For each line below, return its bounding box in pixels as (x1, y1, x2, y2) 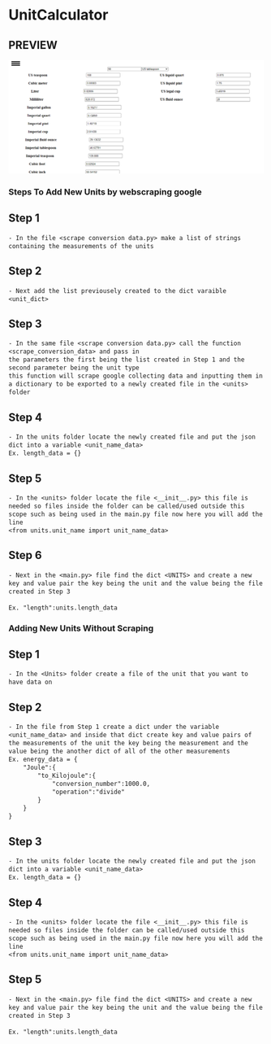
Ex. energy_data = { (8, 755, 79, 764)
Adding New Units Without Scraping (8, 622, 154, 634)
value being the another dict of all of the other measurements (8, 747, 230, 756)
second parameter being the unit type (8, 364, 140, 372)
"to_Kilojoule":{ (37, 771, 96, 780)
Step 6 (8, 548, 42, 562)
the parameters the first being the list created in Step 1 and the (8, 356, 245, 364)
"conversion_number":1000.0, (51, 780, 151, 788)
